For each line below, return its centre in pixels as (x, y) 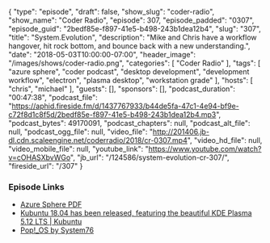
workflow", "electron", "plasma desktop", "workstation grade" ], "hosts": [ (131, 80)
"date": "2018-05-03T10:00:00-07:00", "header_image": (102, 54)
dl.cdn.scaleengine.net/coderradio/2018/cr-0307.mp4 (98, 140)
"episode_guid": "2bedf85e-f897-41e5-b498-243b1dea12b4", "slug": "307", (135, 29)
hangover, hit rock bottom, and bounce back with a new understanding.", (129, 46)
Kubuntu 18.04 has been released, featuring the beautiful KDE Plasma (136, 213)
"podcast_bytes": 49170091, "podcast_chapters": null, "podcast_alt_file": (129, 123)
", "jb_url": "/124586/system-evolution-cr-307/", (150, 157)
